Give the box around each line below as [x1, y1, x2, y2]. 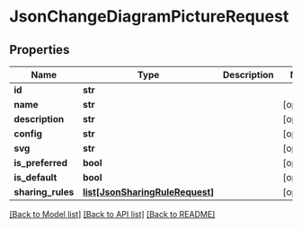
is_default [13, 171, 58, 183]
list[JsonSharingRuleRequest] [82, 186, 215, 198]
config [13, 127, 43, 140]
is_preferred [13, 157, 68, 169]
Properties [9, 42, 70, 57]
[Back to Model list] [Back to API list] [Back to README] [9, 209, 216, 219]
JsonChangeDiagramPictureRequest [9, 6, 289, 27]
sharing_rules [13, 186, 75, 198]
